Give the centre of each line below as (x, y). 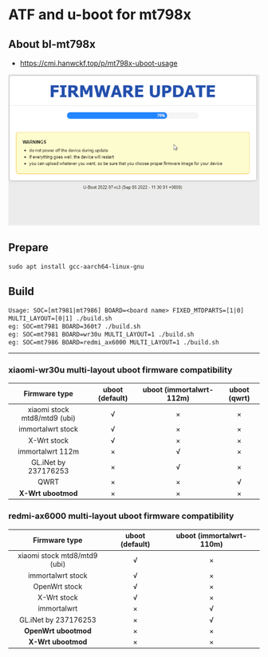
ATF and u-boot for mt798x (100, 15)
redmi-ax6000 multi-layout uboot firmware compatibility (121, 516)
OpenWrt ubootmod (57, 631)
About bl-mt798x (52, 44)
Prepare (29, 248)
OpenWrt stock (58, 586)
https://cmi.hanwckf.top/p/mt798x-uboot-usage (99, 63)
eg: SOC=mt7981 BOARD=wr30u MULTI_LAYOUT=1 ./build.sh (101, 335)
